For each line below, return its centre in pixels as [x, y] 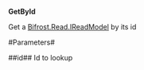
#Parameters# [32, 42]
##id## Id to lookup [41, 58]
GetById [22, 12]
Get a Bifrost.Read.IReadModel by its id [72, 27]
